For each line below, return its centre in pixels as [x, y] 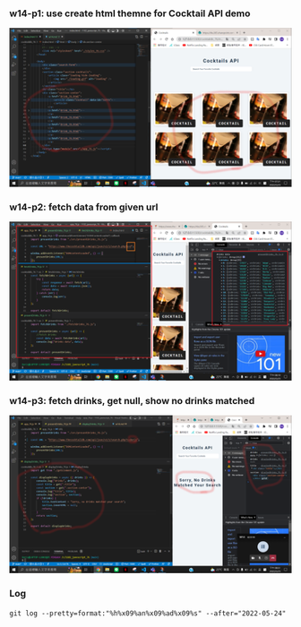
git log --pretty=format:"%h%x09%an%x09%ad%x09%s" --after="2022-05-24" [148, 613]
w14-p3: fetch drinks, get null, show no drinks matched [132, 400]
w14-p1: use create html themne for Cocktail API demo [130, 13]
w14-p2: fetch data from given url [84, 207]
